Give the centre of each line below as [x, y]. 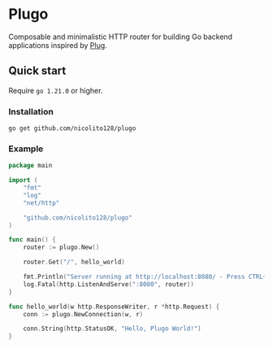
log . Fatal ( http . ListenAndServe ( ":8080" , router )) [109, 284]
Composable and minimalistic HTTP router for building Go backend [121, 37]
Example [26, 149]
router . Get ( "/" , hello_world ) [74, 262]
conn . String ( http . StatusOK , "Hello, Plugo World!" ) [112, 329]
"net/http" [41, 203]
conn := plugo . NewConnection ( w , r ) [83, 314]
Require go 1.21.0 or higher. [56, 90]
